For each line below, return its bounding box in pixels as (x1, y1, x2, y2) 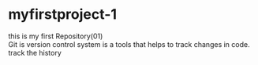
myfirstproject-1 (8, 5, 117, 23)
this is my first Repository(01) (8, 31, 103, 41)
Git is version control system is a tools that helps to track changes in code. (8, 39, 250, 49)
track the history (8, 48, 62, 57)
